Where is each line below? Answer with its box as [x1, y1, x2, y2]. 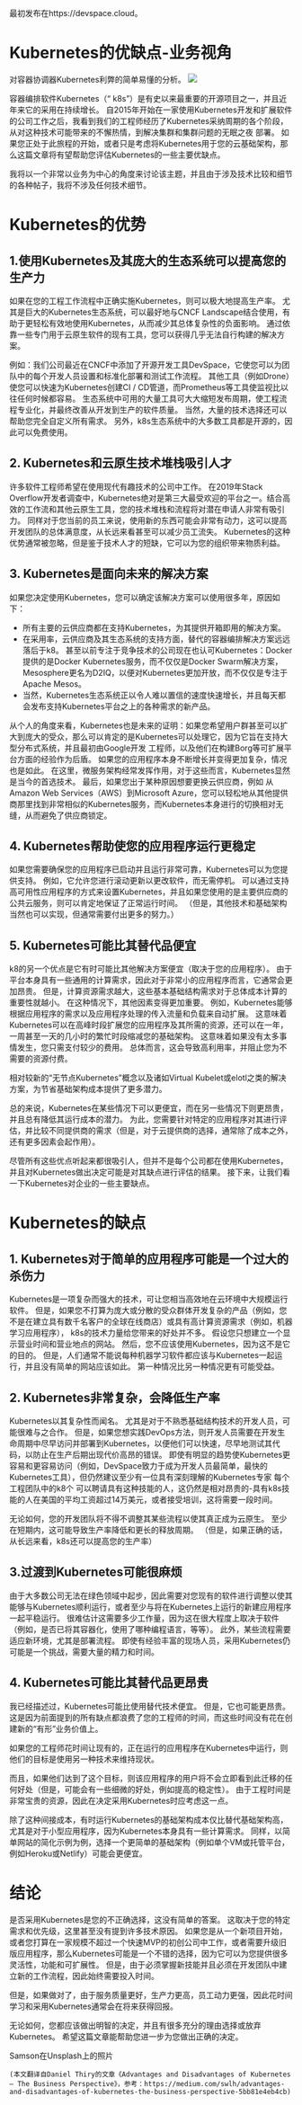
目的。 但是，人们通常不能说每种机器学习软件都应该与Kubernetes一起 [16, 1350, 275, 1361]
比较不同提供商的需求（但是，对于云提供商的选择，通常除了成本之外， [32, 1125, 293, 1136]
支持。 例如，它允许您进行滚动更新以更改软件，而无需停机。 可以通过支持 [16, 875, 289, 886]
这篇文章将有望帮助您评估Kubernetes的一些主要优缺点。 [16, 149, 226, 160]
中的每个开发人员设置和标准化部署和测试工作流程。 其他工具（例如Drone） [16, 370, 290, 381]
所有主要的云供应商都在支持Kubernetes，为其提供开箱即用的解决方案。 [22, 622, 286, 633]
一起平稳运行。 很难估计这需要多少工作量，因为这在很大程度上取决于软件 [9, 1612, 280, 1623]
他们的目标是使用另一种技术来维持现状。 [9, 1754, 159, 1764]
